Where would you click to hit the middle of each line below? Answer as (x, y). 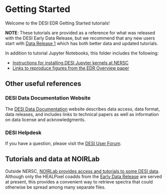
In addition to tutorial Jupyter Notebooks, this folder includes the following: (82, 53)
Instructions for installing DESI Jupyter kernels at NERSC (70, 62)
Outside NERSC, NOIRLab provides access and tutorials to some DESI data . (82, 171)
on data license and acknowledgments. (45, 119)
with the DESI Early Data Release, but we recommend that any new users (80, 38)
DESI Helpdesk (23, 132)
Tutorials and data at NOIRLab (52, 159)
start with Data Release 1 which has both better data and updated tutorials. (82, 43)
